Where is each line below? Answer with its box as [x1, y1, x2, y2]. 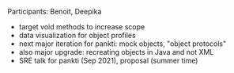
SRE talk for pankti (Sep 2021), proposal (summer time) [18, 56, 198, 65]
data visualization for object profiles [18, 31, 136, 40]
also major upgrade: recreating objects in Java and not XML [18, 48, 214, 56]
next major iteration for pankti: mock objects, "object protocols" [18, 39, 227, 48]
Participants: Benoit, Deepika [7, 7, 102, 16]
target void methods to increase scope [18, 22, 145, 31]
